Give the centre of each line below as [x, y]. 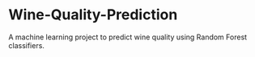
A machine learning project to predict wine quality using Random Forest [128, 37]
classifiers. [26, 45]
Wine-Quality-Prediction [93, 15]
